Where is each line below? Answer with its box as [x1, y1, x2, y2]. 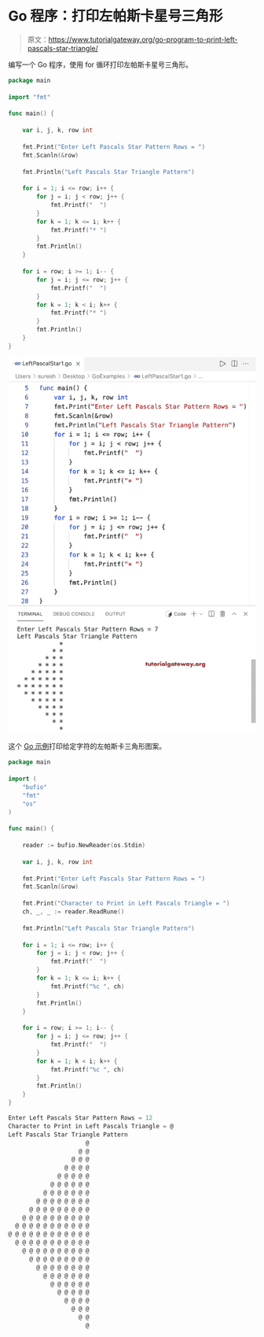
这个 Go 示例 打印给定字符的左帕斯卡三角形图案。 [8, 742, 167, 751]
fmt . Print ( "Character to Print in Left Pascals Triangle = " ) [22, 899, 230, 908]
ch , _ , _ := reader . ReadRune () [22, 908, 125, 916]
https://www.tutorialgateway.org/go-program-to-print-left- [48, 35, 238, 44]
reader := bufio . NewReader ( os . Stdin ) [22, 842, 146, 850]
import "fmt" [8, 93, 51, 101]
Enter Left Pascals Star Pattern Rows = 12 [8, 1114, 153, 1122]
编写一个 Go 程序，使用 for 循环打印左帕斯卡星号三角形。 [8, 60, 193, 69]
